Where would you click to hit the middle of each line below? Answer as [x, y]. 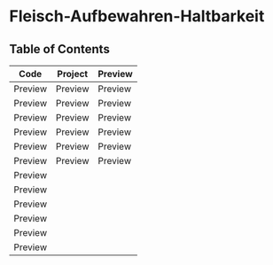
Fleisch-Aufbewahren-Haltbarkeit [137, 16]
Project [73, 74]
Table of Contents [60, 49]
